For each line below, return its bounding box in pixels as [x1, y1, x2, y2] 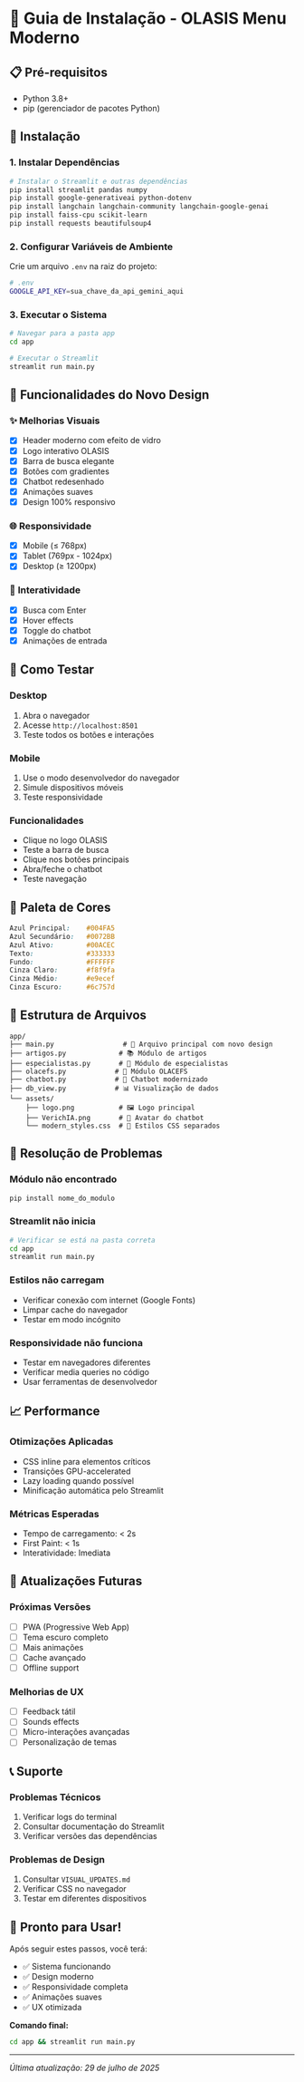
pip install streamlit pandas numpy [9, 185, 147, 194]
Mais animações [22, 1641, 84, 1652]
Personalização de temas [22, 1737, 118, 1748]
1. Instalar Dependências [9, 156, 120, 169]
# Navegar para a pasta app [9, 329, 116, 338]
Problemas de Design [9, 1854, 106, 1866]
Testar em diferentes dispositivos [22, 1893, 147, 1904]
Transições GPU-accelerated [22, 1466, 131, 1477]
